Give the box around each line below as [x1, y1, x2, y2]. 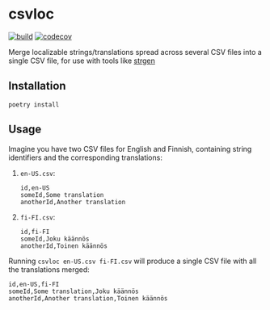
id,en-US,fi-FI [8, 280, 60, 288]
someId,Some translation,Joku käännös [8, 287, 139, 295]
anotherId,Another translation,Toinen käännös [8, 294, 168, 303]
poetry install [8, 100, 60, 109]
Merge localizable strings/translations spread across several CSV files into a [8, 47, 263, 57]
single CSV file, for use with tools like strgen [8, 56, 156, 65]
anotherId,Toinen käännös [19, 241, 108, 250]
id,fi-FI [19, 228, 50, 236]
